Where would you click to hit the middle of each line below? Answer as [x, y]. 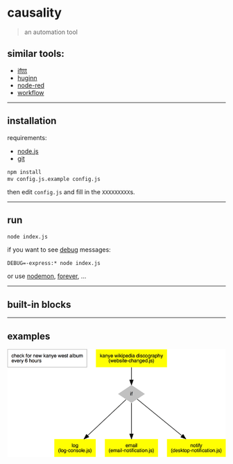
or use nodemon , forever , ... [47, 276]
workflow [31, 92]
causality [35, 13]
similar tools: [36, 54]
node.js [28, 151]
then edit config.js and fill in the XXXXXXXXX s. [71, 191]
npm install [24, 172]
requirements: [27, 137]
